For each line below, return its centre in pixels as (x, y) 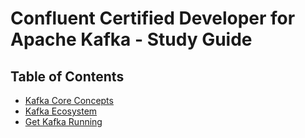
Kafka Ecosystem (61, 111)
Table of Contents (67, 76)
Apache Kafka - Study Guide (131, 39)
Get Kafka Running (63, 121)
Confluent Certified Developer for (153, 18)
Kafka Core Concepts (69, 100)
